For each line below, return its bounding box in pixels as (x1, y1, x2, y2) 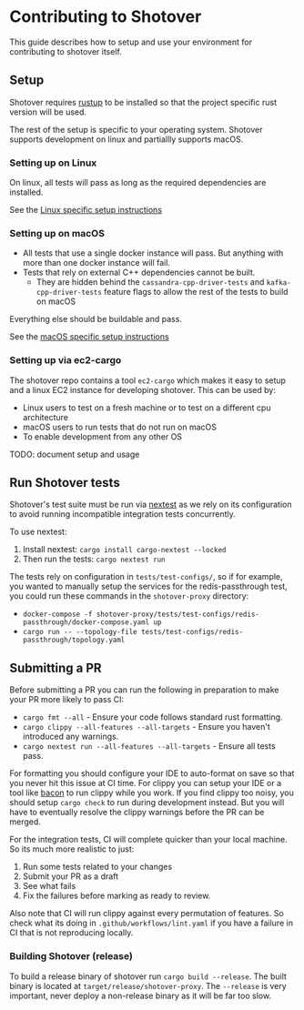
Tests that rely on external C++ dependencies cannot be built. (22, 267, 256, 278)
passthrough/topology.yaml (22, 635, 126, 645)
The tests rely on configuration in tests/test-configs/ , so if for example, (9, 571, 284, 582)
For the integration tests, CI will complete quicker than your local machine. (9, 834, 289, 845)
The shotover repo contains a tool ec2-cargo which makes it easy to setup (9, 375, 287, 386)
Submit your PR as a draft (22, 871, 119, 882)
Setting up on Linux (9, 157, 97, 169)
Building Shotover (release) (9, 950, 134, 963)
